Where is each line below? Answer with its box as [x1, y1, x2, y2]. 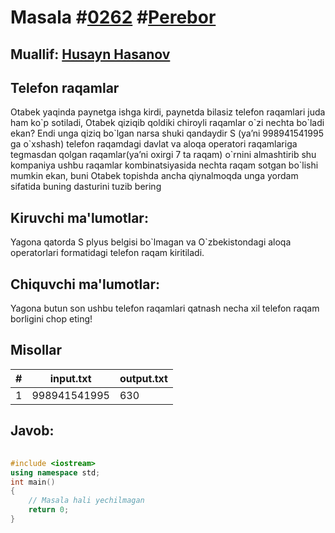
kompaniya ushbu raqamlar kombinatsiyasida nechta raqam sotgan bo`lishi [10, 159, 319, 171]
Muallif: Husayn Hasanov [10, 46, 171, 63]
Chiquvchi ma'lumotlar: [10, 276, 160, 293]
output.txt [119, 371, 168, 385]
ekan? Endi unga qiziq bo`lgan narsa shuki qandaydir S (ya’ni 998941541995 [10, 127, 324, 140]
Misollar [10, 342, 63, 359]
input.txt [49, 371, 92, 385]
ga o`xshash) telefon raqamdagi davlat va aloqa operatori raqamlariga [10, 138, 298, 150]
